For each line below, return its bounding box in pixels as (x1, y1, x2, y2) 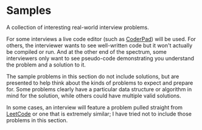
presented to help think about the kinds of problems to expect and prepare (6, 79, 193, 86)
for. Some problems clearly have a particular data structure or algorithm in (6, 85, 192, 93)
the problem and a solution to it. (6, 61, 86, 68)
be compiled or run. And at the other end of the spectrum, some (6, 48, 167, 55)
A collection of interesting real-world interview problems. (6, 24, 149, 31)
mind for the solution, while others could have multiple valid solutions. (6, 92, 181, 99)
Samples (6, 4, 52, 18)
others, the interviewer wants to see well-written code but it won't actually (6, 42, 193, 49)
